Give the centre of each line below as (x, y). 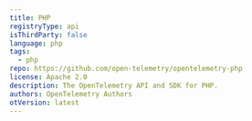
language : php (37, 43)
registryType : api (44, 26)
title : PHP (30, 18)
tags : (20, 52)
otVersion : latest (44, 102)
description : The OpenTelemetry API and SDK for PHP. (114, 86)
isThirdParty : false (49, 35)
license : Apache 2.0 (49, 77)
